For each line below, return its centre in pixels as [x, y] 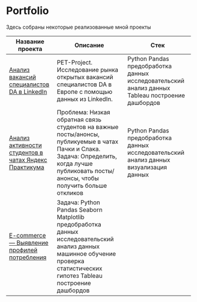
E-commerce [28, 235]
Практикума [27, 167]
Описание [89, 45]
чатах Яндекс [28, 160]
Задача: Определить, [87, 156]
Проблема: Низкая [83, 112]
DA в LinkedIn [28, 91]
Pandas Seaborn [79, 209]
